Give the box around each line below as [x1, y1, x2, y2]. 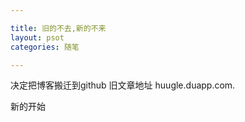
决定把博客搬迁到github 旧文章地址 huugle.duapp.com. [10, 79, 236, 91]
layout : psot [10, 32, 65, 43]
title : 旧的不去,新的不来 [10, 23, 107, 33]
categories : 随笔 [10, 42, 80, 52]
